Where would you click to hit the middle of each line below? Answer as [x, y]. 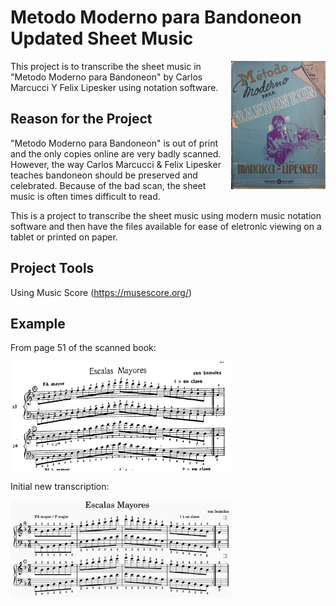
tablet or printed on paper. [64, 237]
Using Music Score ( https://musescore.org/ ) [101, 292]
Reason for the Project [81, 119]
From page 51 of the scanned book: [83, 348]
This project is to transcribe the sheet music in [106, 66]
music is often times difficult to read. [85, 196]
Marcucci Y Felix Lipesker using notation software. [114, 87]
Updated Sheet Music [102, 38]
